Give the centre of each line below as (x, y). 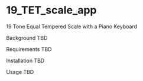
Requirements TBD (29, 49)
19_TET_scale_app (51, 10)
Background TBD (27, 38)
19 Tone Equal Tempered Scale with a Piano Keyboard (72, 26)
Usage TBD (20, 72)
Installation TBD (25, 60)
